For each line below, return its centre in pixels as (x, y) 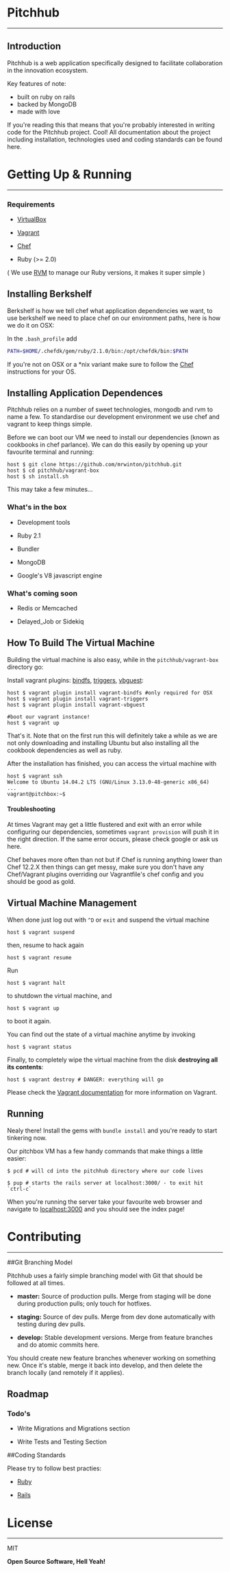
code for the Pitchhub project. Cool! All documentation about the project (109, 132)
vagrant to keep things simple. (50, 424)
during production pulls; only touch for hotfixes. (84, 1303)
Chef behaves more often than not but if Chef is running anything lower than (115, 860)
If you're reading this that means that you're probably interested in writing (111, 124)
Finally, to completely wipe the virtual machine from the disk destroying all (113, 1060)
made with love (38, 111)
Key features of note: (37, 83)
